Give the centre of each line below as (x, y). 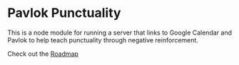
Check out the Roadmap (43, 54)
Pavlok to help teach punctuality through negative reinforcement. (103, 40)
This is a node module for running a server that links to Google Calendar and (119, 32)
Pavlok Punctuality (64, 13)
